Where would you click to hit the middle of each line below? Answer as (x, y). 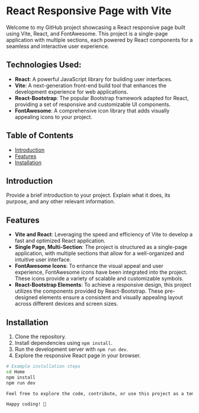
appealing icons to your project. (54, 117)
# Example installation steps (44, 366)
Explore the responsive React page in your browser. (78, 356)
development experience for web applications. (71, 92)
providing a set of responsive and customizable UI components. (92, 104)
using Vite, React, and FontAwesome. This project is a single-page (87, 33)
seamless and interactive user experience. (58, 46)
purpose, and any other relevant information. (61, 201)
